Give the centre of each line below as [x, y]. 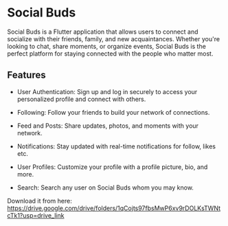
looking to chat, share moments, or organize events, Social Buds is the [106, 46]
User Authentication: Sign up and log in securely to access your [107, 91]
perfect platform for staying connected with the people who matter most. [110, 54]
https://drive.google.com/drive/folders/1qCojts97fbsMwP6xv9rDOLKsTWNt [114, 208]
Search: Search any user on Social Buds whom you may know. [105, 188]
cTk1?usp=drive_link [36, 215]
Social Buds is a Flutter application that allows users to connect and [103, 32]
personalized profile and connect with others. [81, 99]
